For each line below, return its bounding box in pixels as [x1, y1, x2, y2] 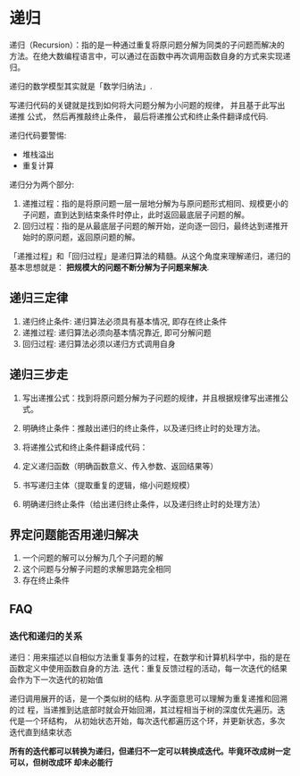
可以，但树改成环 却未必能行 [9, 757, 113, 768]
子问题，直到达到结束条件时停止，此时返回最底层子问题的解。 [21, 209, 250, 220]
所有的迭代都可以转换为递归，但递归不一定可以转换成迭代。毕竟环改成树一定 [9, 746, 291, 756]
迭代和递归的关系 [9, 629, 83, 642]
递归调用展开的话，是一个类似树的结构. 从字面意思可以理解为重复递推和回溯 [9, 694, 287, 704]
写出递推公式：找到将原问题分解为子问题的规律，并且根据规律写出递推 [21, 392, 281, 403]
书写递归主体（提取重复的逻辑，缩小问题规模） [21, 479, 195, 490]
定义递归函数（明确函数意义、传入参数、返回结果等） [21, 460, 219, 471]
